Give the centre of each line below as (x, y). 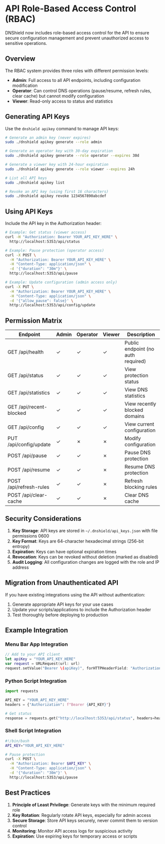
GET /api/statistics (29, 393)
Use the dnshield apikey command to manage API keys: (62, 128)
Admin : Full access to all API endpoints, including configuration (76, 80)
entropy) (21, 546)
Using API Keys (29, 211)
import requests (22, 691)
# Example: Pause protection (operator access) (55, 250)
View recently (140, 404)
